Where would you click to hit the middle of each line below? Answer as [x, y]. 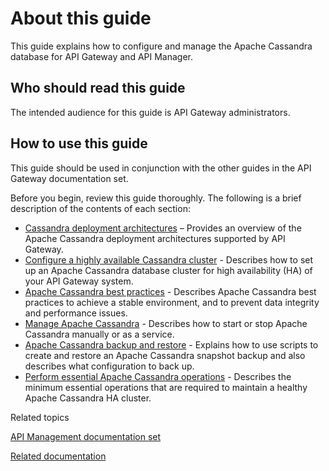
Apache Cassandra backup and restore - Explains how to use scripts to [171, 344]
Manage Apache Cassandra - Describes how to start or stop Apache [166, 323]
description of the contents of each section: [100, 208]
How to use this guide [79, 143]
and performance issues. [76, 313]
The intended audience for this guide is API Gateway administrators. [150, 112]
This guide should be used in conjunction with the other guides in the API [161, 168]
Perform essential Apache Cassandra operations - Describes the [158, 376]
